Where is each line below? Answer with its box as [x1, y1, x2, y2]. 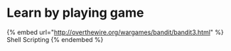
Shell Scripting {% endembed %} [6, 35, 104, 43]
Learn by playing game [6, 5, 144, 21]
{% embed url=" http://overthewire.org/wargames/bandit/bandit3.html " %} [6, 28, 225, 36]
